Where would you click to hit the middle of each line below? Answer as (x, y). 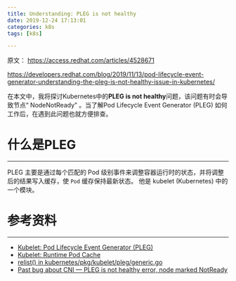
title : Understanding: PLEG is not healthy (72, 14)
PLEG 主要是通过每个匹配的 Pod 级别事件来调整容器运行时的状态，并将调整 (116, 172)
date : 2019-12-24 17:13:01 (47, 20)
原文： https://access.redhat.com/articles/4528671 (81, 60)
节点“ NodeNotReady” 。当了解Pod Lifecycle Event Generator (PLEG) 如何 (120, 105)
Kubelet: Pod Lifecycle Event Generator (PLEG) (85, 247)
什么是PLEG (41, 145)
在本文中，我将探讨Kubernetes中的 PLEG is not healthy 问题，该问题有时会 (114, 96)
